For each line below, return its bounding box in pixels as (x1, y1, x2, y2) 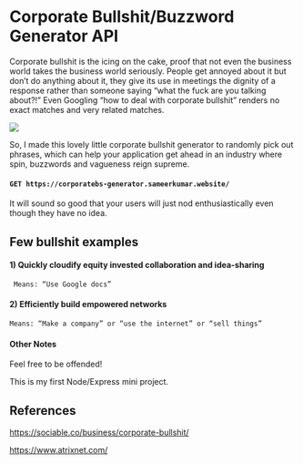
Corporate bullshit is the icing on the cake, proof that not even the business (9, 56, 292, 67)
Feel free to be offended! (9, 358, 103, 370)
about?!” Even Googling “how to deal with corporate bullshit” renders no (9, 94, 280, 106)
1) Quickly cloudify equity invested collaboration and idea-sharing (9, 260, 265, 271)
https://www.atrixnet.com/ (9, 444, 108, 455)
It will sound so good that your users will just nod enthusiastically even (9, 198, 275, 209)
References (9, 403, 76, 418)
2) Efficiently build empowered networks (9, 299, 167, 310)
